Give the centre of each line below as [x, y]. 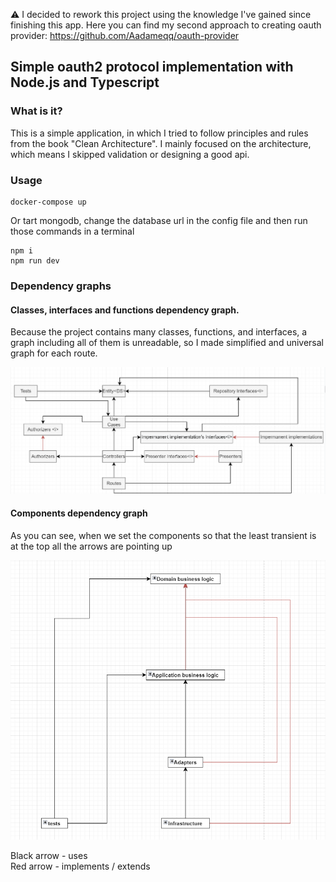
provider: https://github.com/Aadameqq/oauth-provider [125, 35]
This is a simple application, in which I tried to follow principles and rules [159, 133]
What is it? [36, 111]
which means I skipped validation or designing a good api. [130, 154]
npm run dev [35, 260]
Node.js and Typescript [85, 82]
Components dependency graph [79, 513]
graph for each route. [54, 353]
